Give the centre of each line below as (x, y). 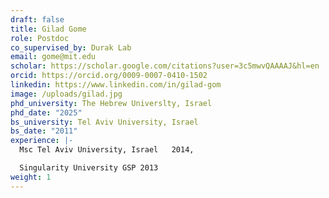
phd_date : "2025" (46, 112)
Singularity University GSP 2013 (89, 168)
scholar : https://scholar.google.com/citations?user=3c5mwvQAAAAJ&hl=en (165, 66)
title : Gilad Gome (48, 29)
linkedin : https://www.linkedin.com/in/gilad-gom (116, 85)
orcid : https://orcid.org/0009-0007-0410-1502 (109, 76)
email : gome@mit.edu (53, 57)
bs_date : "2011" (44, 131)
